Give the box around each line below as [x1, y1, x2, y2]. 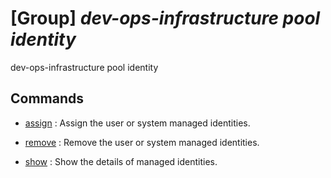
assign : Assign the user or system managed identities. [24, 117, 251, 129]
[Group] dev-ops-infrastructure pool [10, 7, 321, 30]
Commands [10, 90, 85, 107]
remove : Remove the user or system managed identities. [24, 136, 260, 148]
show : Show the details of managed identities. [24, 155, 218, 167]
